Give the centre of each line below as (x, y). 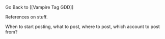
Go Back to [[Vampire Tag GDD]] (39, 7)
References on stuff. (26, 17)
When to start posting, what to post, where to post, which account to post (83, 26)
